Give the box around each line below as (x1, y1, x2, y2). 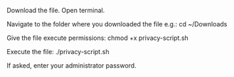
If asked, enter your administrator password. (6, 61, 137, 70)
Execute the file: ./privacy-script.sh (6, 48, 110, 56)
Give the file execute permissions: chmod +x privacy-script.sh (6, 34, 189, 42)
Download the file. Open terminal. (6, 6, 105, 14)
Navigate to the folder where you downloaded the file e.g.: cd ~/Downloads (6, 20, 228, 28)
